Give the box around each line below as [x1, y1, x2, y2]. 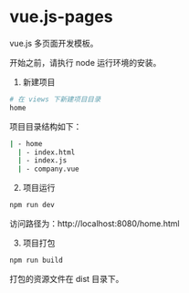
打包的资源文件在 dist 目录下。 [9, 273, 124, 284]
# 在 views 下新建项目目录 [9, 94, 101, 104]
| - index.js [17, 156, 68, 165]
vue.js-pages [9, 6, 113, 27]
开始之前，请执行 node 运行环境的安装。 [9, 57, 162, 68]
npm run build [9, 256, 64, 266]
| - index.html [17, 148, 76, 157]
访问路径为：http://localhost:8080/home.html [9, 218, 180, 229]
